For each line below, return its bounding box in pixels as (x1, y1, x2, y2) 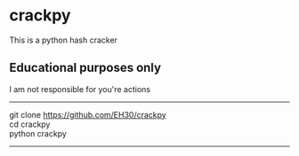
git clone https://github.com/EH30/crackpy (9, 109, 166, 120)
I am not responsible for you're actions (9, 83, 151, 94)
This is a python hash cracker (9, 35, 118, 45)
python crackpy (9, 128, 67, 138)
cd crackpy (9, 119, 51, 129)
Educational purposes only (9, 60, 162, 75)
